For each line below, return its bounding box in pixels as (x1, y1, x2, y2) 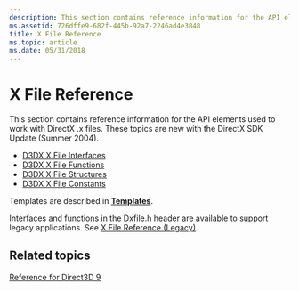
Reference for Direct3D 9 (9, 271, 101, 282)
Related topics (9, 248, 91, 263)
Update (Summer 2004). (9, 133, 100, 143)
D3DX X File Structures (21, 169, 107, 180)
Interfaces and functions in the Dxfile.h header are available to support (9, 213, 269, 223)
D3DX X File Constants (21, 179, 107, 190)
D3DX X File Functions (21, 159, 105, 170)
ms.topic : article (9, 37, 77, 47)
